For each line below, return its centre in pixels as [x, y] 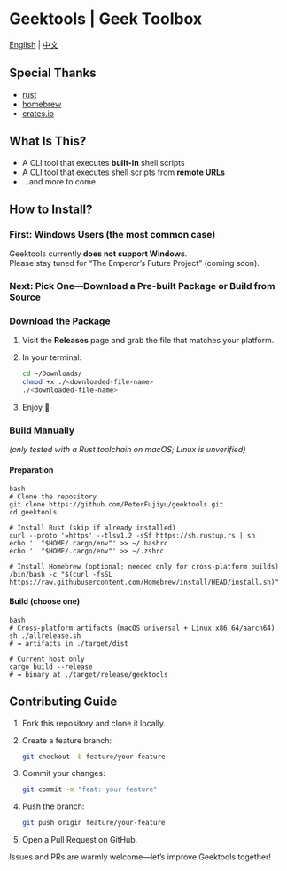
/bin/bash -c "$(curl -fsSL [61, 574]
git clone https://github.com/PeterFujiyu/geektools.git [116, 504]
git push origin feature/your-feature [93, 823]
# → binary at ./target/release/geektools [89, 674]
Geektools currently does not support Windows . [98, 254]
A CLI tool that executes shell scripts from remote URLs [124, 172]
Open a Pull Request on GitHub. [80, 840]
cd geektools [33, 512]
